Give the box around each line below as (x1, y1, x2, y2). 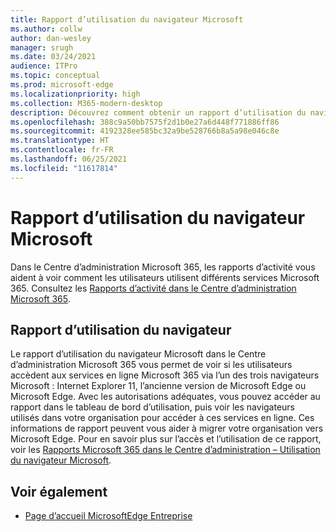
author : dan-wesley (10, 33, 92, 43)
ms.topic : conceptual (10, 71, 101, 81)
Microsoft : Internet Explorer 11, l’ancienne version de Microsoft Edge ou (10, 380, 307, 392)
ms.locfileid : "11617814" (10, 163, 118, 173)
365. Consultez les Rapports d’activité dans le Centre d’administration (10, 282, 297, 294)
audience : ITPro (10, 61, 78, 71)
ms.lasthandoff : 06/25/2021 (10, 154, 128, 164)
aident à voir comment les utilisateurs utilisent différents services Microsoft (10, 271, 320, 283)
